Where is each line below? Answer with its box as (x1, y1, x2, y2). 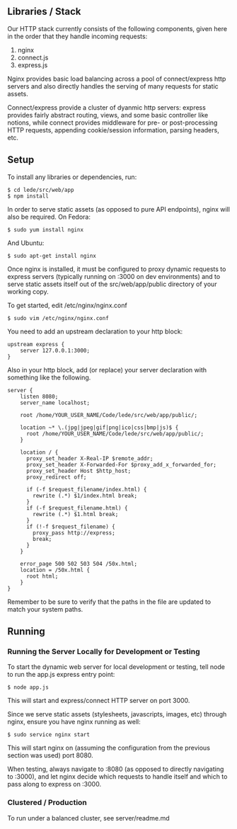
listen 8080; (20, 393, 59, 400)
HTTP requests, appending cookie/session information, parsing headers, (7, 125, 219, 134)
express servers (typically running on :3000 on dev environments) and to (7, 272, 221, 280)
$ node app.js (7, 684, 50, 691)
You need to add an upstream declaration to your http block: (7, 327, 183, 336)
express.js (17, 60, 48, 69)
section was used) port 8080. (7, 751, 93, 760)
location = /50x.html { (20, 566, 91, 573)
